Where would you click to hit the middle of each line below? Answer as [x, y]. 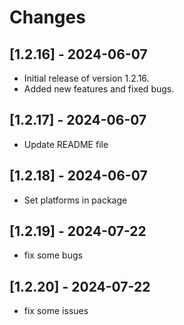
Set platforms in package [75, 200]
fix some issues [56, 311]
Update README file [66, 144]
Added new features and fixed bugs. [99, 89]
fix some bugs [53, 255]
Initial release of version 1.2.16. [86, 78]
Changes [47, 17]
